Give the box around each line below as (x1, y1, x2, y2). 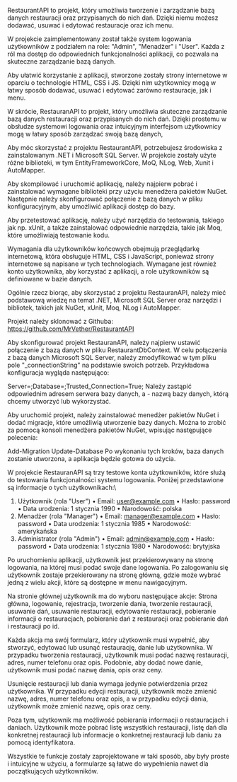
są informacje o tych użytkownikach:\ (7, 484, 117, 491)
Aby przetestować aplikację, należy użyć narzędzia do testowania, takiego (7, 216, 224, 224)
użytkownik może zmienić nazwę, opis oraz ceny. (7, 702, 152, 710)
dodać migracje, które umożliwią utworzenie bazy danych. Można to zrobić (7, 419, 226, 426)
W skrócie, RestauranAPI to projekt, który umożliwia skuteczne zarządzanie (7, 107, 228, 115)
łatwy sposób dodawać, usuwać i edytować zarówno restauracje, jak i (7, 86, 212, 94)
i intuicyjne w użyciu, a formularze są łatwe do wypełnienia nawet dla (7, 759, 209, 768)
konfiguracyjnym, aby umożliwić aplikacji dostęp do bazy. (7, 202, 175, 211)
